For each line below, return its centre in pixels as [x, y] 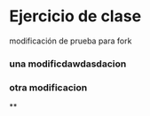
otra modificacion [48, 88]
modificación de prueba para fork [71, 41]
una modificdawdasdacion [68, 64]
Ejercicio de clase [75, 16]
